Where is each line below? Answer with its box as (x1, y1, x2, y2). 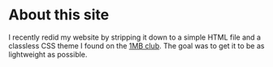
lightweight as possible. (8, 49, 88, 59)
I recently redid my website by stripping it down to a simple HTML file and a (8, 32, 262, 42)
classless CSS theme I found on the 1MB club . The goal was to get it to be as (8, 40, 265, 50)
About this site (8, 6, 110, 24)
